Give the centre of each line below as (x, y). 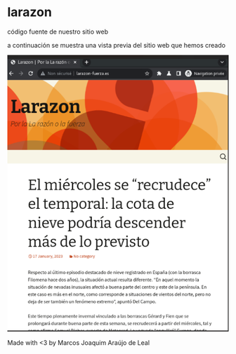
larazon (30, 12)
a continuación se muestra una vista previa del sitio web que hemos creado (117, 45)
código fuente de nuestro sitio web (58, 32)
